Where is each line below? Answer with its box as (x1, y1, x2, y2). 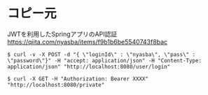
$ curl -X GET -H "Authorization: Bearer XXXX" (7, 75, 149, 83)
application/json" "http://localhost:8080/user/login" (7, 63, 171, 70)
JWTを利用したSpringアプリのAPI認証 (7, 30, 118, 38)
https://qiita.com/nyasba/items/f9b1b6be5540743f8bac (7, 37, 168, 46)
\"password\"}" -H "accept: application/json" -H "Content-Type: (7, 57, 202, 64)
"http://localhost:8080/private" (7, 81, 105, 88)
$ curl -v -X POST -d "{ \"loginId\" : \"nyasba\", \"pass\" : (7, 51, 196, 58)
